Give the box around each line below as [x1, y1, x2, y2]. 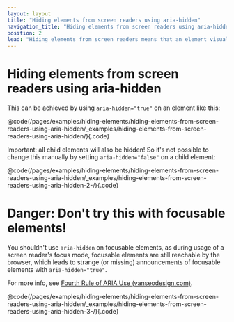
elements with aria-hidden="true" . [7, 266, 107, 273]
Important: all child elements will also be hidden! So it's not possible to [7, 145, 209, 154]
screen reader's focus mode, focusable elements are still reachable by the [7, 251, 221, 259]
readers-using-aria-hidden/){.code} [7, 132, 110, 140]
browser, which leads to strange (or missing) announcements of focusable [7, 258, 221, 266]
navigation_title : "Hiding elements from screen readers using [7, 23, 195, 30]
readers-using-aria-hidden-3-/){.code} [7, 307, 120, 315]
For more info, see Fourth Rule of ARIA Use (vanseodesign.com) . [7, 279, 193, 287]
